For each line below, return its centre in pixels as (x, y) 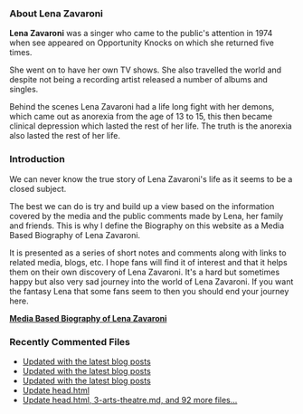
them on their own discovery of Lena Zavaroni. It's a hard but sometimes (145, 272)
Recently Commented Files (70, 342)
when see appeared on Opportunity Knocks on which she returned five (142, 43)
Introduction (37, 159)
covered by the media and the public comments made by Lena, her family (147, 216)
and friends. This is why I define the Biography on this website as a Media (147, 226)
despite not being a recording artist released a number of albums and (139, 80)
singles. (24, 90)
